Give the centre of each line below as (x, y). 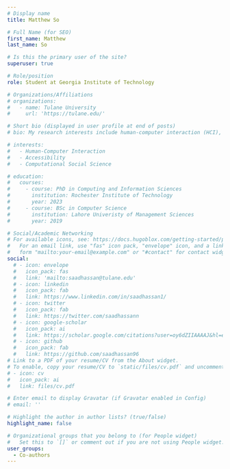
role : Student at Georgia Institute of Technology (81, 82)
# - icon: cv (26, 373)
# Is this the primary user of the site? (67, 58)
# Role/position (30, 76)
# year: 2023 (35, 202)
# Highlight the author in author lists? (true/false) (87, 417)
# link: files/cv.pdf (41, 386)
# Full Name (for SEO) (39, 32)
